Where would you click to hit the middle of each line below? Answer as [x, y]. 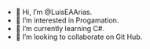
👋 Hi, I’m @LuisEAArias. [54, 12]
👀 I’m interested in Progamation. [67, 20]
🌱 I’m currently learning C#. [60, 28]
